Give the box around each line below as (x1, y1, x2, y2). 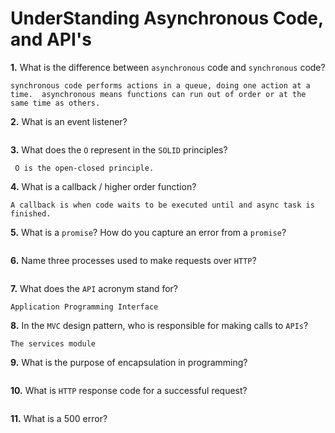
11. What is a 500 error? (10, 412, 108, 424)
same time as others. (10, 98, 101, 108)
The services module (10, 338, 97, 349)
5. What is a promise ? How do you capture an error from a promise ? (10, 226, 287, 238)
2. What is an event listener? (10, 115, 128, 127)
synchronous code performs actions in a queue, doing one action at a (10, 80, 311, 91)
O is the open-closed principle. (14, 163, 155, 173)
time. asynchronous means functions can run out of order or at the (10, 89, 307, 99)
